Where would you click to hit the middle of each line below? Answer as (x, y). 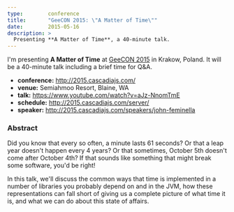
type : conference (43, 14)
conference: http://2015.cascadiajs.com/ (76, 80)
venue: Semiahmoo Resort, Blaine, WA (73, 88)
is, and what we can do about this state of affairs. (78, 201)
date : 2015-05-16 (43, 26)
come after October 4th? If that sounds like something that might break (109, 158)
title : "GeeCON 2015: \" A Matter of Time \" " (82, 20)
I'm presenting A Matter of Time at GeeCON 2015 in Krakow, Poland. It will (114, 59)
